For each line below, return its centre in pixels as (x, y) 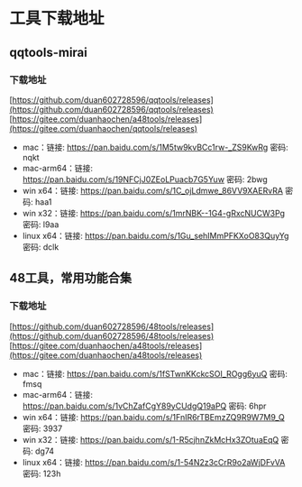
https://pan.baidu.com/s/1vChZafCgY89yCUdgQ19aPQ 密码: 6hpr (144, 406)
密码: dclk (41, 247)
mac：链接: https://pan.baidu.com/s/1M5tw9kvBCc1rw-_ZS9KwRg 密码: (155, 147)
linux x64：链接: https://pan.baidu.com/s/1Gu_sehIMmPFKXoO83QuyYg (156, 235)
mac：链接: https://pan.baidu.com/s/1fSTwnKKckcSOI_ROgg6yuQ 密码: (155, 373)
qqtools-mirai (48, 52)
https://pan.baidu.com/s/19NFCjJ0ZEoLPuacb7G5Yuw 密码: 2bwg (145, 179)
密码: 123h (41, 473)
